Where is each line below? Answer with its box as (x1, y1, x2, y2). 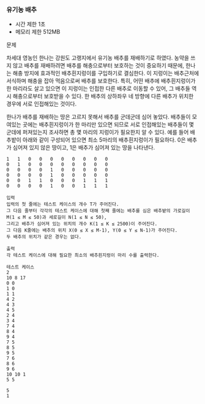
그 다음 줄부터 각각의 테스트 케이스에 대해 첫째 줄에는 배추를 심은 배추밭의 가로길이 (6, 208, 190, 214)
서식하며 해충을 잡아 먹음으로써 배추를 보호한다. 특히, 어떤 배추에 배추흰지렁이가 (6, 77, 196, 85)
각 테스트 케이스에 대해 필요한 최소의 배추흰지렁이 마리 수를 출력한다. (6, 253, 160, 259)
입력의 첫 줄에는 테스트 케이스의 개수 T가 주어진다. (6, 201, 119, 208)
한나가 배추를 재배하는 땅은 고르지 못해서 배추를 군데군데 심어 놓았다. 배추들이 (6, 113, 191, 121)
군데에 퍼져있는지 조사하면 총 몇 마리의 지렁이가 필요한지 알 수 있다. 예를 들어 (6, 129, 189, 136)
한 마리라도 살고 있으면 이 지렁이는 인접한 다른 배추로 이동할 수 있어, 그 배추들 (6, 85, 191, 93)
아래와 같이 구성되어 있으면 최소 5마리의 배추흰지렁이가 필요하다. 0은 (22, 136, 186, 143)
